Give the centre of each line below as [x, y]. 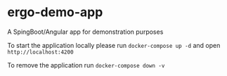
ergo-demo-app [55, 12]
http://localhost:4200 [40, 52]
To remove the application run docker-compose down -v [86, 65]
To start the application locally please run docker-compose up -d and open [114, 45]
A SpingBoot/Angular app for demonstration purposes [85, 32]
